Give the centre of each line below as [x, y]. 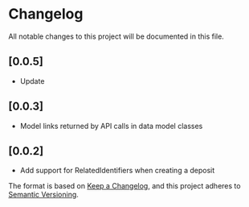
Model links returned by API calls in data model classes [111, 126]
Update [32, 81]
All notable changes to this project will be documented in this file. [116, 36]
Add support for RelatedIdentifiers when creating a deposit [117, 171]
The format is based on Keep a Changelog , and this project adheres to [124, 186]
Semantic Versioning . [43, 195]
